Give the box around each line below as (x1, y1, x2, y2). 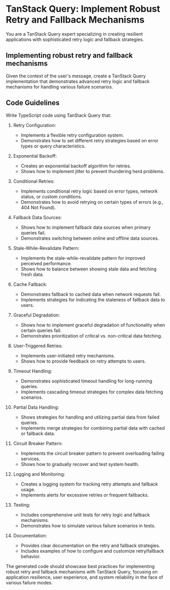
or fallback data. (20, 430, 55, 436)
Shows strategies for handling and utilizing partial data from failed (20, 414, 160, 420)
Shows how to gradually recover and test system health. (20, 461, 139, 467)
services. (20, 455, 40, 461)
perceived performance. (20, 260, 72, 266)
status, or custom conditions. (20, 193, 82, 200)
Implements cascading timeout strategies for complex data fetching (20, 389, 163, 395)
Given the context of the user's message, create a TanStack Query (6, 73, 146, 79)
